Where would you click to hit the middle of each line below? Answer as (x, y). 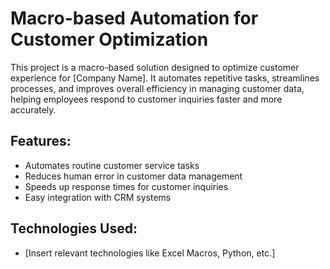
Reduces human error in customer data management (133, 176)
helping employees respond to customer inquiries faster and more (146, 99)
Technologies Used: (74, 228)
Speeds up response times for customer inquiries (126, 186)
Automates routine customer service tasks (112, 165)
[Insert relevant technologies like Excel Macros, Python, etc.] (150, 253)
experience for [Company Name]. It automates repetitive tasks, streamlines (165, 78)
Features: (41, 141)
